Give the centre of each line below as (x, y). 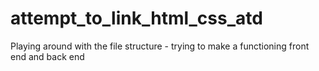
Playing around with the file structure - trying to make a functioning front (160, 46)
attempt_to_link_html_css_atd (136, 18)
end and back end (47, 56)
